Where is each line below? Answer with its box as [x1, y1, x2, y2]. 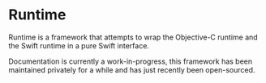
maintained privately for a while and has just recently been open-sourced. [8, 64, 255, 74]
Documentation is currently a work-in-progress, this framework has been [8, 56, 253, 66]
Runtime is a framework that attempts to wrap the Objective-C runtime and [8, 32, 258, 42]
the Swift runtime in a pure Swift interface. [8, 40, 150, 50]
